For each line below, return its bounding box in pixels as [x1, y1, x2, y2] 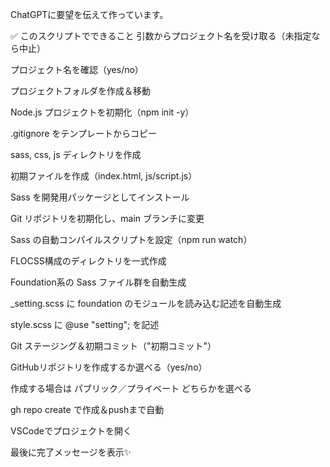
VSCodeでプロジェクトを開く [10, 425, 132, 437]
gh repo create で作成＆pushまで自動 [10, 404, 165, 415]
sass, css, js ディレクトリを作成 [10, 149, 142, 160]
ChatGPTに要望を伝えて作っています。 [10, 9, 169, 20]
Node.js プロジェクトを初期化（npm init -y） [10, 106, 195, 118]
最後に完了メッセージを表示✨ [10, 446, 132, 458]
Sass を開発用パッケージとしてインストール [10, 191, 190, 203]
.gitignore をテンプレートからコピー [10, 128, 157, 139]
